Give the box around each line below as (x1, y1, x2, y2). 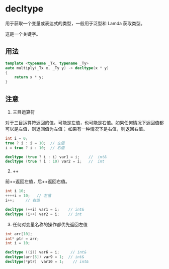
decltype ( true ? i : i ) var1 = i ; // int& (5, 154, 107, 159)
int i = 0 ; (5, 136, 28, 141)
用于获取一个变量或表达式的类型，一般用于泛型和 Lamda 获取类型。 (5, 20, 145, 26)
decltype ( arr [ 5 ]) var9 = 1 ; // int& (5, 254, 84, 259)
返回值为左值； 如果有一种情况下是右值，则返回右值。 (36, 126, 147, 132)
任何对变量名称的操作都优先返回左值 (12, 221, 88, 227)
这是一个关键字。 (5, 31, 41, 37)
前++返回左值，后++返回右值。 (5, 178, 70, 185)
